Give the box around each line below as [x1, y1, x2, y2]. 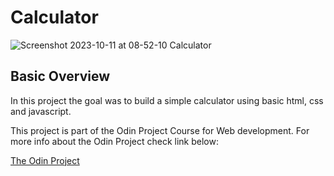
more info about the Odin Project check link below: [10, 135, 219, 147]
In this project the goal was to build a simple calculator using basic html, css [10, 94, 324, 106]
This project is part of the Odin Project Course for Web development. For [10, 124, 310, 136]
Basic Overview [10, 68, 111, 85]
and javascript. [10, 105, 72, 117]
